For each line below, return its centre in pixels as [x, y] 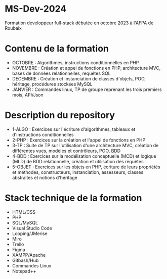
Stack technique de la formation [73, 198]
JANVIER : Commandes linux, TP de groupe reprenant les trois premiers [87, 89]
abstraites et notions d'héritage [45, 177]
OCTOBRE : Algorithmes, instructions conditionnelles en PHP [75, 62]
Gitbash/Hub [25, 260]
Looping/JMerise [30, 234]
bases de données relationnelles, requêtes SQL [61, 73]
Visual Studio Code [32, 228]
